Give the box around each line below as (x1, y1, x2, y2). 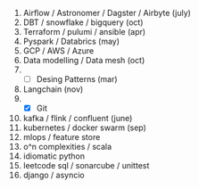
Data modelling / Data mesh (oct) (22, 55, 145, 65)
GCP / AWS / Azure (22, 45, 95, 56)
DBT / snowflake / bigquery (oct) (22, 17, 144, 28)
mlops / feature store (22, 132, 101, 143)
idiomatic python (22, 151, 86, 161)
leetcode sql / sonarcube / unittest (22, 160, 150, 171)
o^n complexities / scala (22, 142, 112, 152)
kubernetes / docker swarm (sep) (22, 122, 146, 133)
